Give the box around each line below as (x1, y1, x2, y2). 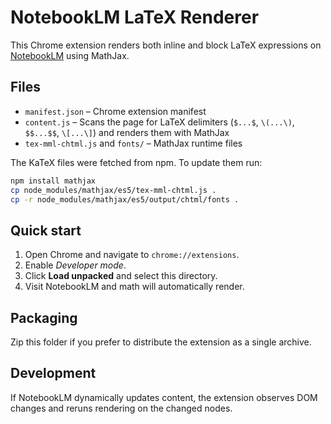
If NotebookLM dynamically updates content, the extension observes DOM (10, 391, 318, 403)
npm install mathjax (10, 176, 97, 186)
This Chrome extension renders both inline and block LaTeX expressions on (10, 39, 322, 51)
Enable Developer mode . (24, 259, 127, 271)
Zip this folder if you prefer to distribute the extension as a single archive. (10, 336, 312, 348)
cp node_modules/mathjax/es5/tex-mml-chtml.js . (10, 185, 217, 195)
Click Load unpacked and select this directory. (24, 270, 218, 282)
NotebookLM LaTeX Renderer (10, 6, 260, 29)
